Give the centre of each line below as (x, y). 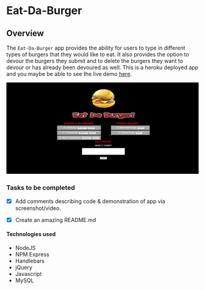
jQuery (23, 267)
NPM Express (32, 254)
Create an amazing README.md (56, 220)
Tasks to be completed (41, 188)
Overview (25, 33)
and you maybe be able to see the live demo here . (69, 74)
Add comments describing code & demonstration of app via (90, 201)
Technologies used (31, 234)
